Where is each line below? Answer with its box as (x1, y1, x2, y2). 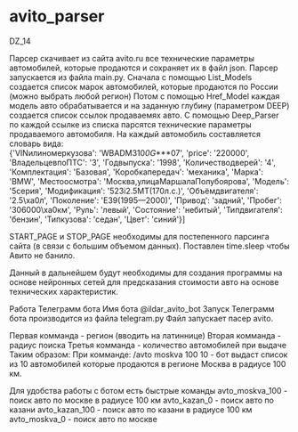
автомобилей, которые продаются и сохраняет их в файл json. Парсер (9, 62, 278, 73)
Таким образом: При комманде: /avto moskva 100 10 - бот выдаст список (9, 349, 288, 360)
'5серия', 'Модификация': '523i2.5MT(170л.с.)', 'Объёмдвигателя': (9, 185, 259, 196)
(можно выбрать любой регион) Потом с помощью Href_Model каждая (9, 91, 280, 102)
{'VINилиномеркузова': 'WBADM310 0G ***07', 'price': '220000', (9, 147, 250, 158)
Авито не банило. (9, 249, 76, 260)
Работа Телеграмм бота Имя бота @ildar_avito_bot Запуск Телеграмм (9, 303, 275, 314)
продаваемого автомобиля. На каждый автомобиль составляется (9, 128, 261, 139)
